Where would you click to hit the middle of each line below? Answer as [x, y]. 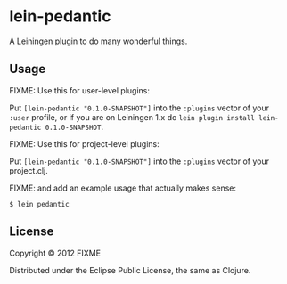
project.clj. [29, 170]
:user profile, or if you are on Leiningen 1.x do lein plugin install [132, 117]
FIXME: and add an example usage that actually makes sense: [123, 188]
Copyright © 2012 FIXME [55, 253]
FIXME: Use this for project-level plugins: [85, 143]
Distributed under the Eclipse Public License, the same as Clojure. [130, 270]
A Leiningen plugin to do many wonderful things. [98, 41]
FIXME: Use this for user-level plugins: [79, 90]
